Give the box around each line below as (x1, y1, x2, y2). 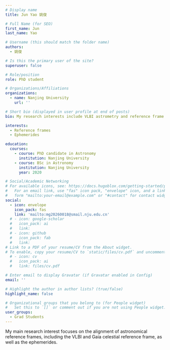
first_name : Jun (5, 26, 39, 31)
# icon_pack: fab (10, 235, 51, 240)
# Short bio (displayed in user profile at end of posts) (5, 109, 130, 114)
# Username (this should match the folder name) (5, 40, 110, 45)
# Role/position (5, 72, 39, 77)
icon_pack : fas (14, 207, 47, 212)
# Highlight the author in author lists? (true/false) (5, 286, 123, 291)
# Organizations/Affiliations (5, 86, 69, 91)
